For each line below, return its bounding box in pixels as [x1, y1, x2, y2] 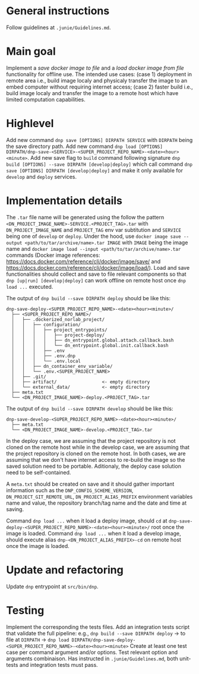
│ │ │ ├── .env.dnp [11, 352, 76, 359]
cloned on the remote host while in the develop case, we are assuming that [6, 443, 190, 451]
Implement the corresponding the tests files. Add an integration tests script [6, 623, 190, 631]
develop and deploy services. [6, 173, 77, 180]
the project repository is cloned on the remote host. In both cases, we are [6, 450, 186, 457]
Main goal [6, 45, 56, 58]
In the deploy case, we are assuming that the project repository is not [6, 437, 176, 444]
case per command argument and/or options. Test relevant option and [6, 648, 178, 656]
